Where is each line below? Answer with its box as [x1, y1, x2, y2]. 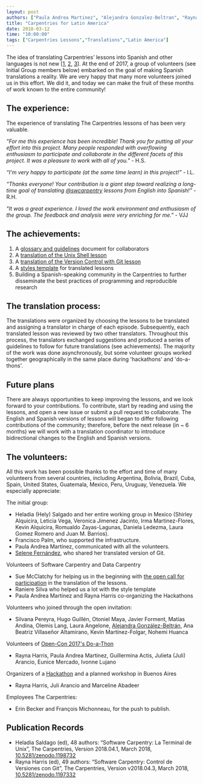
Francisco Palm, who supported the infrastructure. [14, 536, 141, 544]
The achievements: [6, 229, 80, 239]
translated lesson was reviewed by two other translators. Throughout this [6, 330, 188, 337]
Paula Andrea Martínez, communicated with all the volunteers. [14, 543, 170, 550]
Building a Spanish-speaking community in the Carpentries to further [14, 271, 187, 278]
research [14, 283, 37, 291]
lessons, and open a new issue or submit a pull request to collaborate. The [6, 409, 192, 416]
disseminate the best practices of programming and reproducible [14, 277, 177, 285]
